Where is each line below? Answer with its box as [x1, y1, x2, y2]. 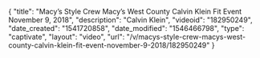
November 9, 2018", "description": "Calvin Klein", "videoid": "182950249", [8, 15, 253, 25]
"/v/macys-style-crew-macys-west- [126, 32, 246, 41]
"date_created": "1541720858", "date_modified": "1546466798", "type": [8, 24, 245, 33]
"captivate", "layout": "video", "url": [8, 32, 125, 41]
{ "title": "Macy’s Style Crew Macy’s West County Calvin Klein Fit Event [8, 7, 242, 16]
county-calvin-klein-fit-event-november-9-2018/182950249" [8, 41, 210, 50]
